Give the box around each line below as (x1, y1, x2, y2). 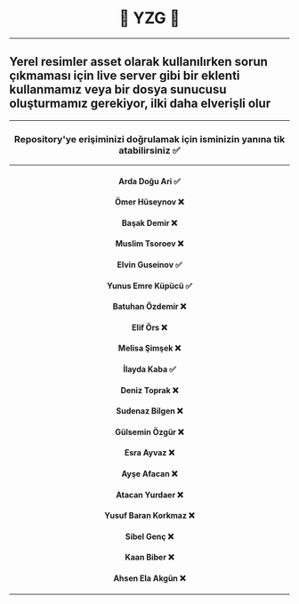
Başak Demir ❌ (121, 217, 178, 228)
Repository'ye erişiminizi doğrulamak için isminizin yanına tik (13, 133, 286, 145)
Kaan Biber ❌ (124, 552, 175, 563)
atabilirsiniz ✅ (118, 144, 181, 157)
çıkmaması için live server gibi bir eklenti (9, 68, 240, 84)
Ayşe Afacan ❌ (121, 468, 178, 479)
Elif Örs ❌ (132, 322, 167, 333)
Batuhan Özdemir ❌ (112, 302, 187, 312)
